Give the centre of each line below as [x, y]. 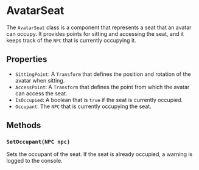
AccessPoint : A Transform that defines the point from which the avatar [102, 87]
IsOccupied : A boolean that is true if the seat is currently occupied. [99, 100]
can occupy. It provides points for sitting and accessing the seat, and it [95, 33]
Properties [27, 59]
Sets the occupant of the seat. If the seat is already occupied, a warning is [100, 154]
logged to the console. [34, 161]
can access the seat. [41, 93]
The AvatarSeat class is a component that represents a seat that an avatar [99, 27]
